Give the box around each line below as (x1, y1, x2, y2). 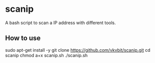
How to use (5, 34, 41, 42)
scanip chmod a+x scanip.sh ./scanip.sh (5, 52, 88, 58)
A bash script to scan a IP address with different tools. (5, 20, 116, 26)
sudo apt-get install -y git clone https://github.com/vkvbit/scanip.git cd (5, 47, 151, 53)
